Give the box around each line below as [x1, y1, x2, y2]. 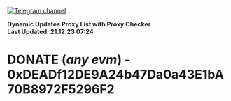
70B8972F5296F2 [7, 81, 115, 98]
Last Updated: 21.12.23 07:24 [7, 28, 94, 36]
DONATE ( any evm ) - [7, 52, 131, 68]
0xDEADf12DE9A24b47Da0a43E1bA [7, 67, 224, 83]
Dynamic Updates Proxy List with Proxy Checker [7, 20, 151, 28]
